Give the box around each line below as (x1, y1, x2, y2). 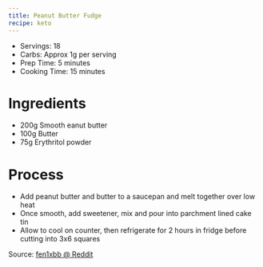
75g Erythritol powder (19, 137, 92, 147)
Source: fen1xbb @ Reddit (8, 249, 94, 259)
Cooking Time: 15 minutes (19, 66, 106, 76)
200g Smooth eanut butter (19, 120, 108, 130)
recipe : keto (8, 19, 52, 27)
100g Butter (19, 129, 58, 139)
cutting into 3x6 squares (19, 234, 101, 244)
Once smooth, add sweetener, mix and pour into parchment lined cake (19, 209, 252, 218)
